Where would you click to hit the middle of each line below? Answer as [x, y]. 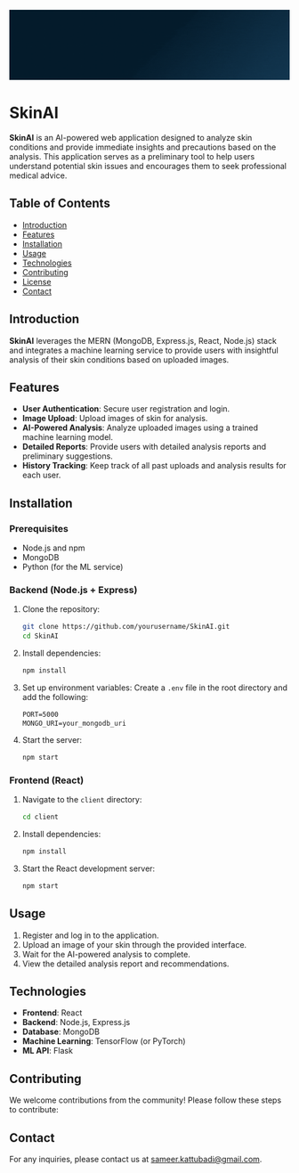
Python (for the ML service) [73, 567]
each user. [41, 475]
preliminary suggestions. [67, 456]
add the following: [55, 696]
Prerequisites [39, 528]
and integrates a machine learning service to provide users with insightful [144, 350]
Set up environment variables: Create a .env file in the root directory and [154, 688]
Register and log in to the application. [90, 935]
